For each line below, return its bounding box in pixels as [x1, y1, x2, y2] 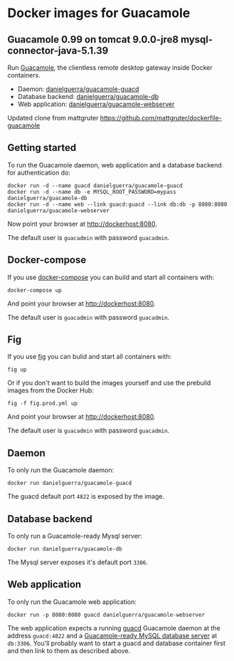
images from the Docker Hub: [7, 386, 94, 395]
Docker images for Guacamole [7, 5, 191, 21]
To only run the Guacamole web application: [7, 597, 137, 606]
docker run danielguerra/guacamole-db [7, 546, 122, 553]
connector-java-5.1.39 [7, 44, 109, 56]
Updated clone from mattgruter [7, 114, 99, 122]
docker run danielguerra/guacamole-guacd [7, 479, 132, 487]
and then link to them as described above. [7, 646, 131, 655]
